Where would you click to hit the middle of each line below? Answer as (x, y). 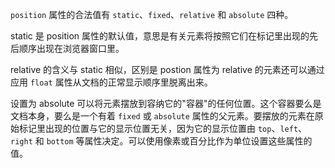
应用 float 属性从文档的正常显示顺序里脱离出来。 (111, 82)
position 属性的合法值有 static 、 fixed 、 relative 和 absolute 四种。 (152, 14)
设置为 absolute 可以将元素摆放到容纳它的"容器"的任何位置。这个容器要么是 (166, 103)
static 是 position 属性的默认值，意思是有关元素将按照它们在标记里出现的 (160, 36)
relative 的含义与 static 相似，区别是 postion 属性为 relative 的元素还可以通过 (167, 69)
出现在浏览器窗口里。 (80, 48)
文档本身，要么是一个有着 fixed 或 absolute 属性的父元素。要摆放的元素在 (162, 116)
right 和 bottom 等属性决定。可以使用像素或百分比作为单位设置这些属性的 (161, 141)
